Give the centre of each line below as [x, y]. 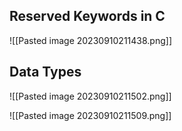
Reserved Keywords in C [87, 16]
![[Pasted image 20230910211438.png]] [90, 40]
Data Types [45, 72]
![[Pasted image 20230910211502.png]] [90, 96]
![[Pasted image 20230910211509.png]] [90, 115]
